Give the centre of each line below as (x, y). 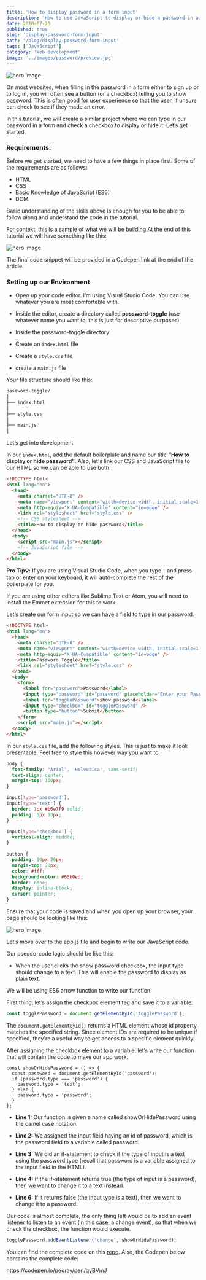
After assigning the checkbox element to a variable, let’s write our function (100, 1050)
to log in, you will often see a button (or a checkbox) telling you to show (97, 93)
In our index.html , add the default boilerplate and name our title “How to (98, 455)
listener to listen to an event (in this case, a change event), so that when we (102, 1222)
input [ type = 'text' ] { (34, 803)
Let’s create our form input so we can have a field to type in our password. (100, 614)
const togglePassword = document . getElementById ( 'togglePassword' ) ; (96, 1014)
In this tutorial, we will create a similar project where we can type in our (96, 119)
